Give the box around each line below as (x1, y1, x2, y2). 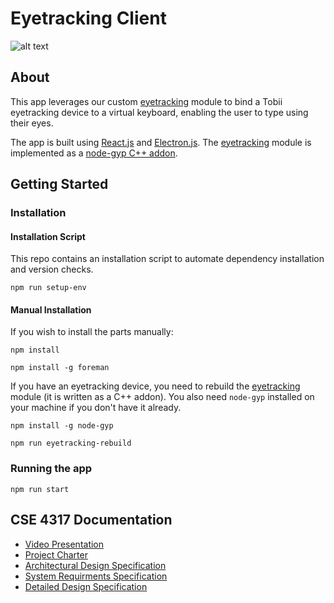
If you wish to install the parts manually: (10, 326, 174, 338)
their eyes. (10, 117, 54, 129)
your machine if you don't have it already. (10, 402, 182, 414)
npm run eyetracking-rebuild (10, 438, 132, 449)
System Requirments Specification (24, 570, 168, 582)
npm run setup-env (10, 283, 87, 293)
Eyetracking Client (10, 7, 167, 30)
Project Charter (24, 548, 88, 561)
